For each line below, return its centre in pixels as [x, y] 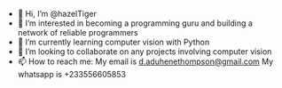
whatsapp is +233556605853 [72, 74]
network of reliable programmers [78, 32]
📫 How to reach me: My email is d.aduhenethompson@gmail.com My [145, 61]
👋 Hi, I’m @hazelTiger [57, 14]
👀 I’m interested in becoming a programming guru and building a [135, 23]
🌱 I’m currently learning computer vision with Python [114, 42]
